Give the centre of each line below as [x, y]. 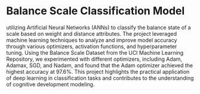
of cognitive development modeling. [50, 84]
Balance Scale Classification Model [96, 11]
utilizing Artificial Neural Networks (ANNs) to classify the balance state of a [99, 27]
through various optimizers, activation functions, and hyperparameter [92, 46]
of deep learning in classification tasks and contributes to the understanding [100, 78]
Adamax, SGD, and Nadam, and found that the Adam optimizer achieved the [99, 65]
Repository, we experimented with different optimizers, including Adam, [94, 59]
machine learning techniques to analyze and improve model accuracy [92, 40]
